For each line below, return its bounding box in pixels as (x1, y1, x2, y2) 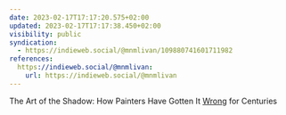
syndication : (9, 37, 58, 47)
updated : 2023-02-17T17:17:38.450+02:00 (9, 21, 162, 30)
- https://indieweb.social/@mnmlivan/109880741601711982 (17, 46, 233, 55)
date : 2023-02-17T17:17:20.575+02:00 (9, 12, 150, 22)
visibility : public (9, 29, 82, 38)
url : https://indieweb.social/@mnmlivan (25, 71, 177, 80)
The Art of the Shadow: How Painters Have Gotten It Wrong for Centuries (9, 95, 278, 106)
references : (9, 54, 53, 63)
